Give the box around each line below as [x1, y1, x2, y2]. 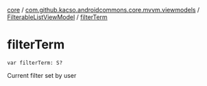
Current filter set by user [7, 71, 77, 79]
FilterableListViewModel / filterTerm [7, 13, 108, 21]
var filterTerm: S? [7, 59, 63, 66]
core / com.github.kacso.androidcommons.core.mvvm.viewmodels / [7, 6, 200, 14]
